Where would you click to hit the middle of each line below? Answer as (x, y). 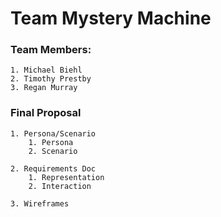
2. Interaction (60, 186)
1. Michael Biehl (46, 70)
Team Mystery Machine (111, 18)
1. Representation (66, 177)
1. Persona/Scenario (53, 133)
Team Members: (51, 50)
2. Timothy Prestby (51, 79)
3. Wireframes (40, 203)
